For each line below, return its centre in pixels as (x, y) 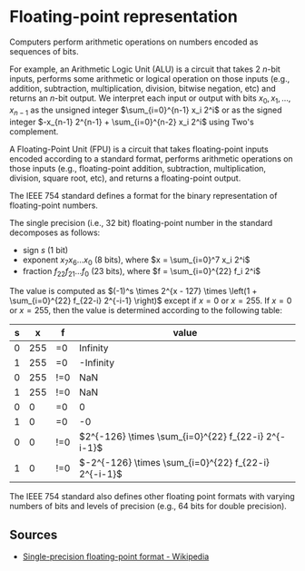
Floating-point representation (123, 17)
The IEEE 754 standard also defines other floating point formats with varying (152, 497)
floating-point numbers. (54, 205)
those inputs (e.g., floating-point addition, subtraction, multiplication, (138, 168)
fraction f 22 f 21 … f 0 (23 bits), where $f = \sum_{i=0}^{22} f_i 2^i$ (142, 272)
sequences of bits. (44, 51)
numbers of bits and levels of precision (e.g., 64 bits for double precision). (148, 507)
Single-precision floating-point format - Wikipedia (116, 556)
